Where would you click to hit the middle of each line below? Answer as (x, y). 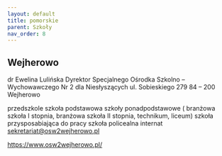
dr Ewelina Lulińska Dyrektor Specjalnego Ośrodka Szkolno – (96, 79)
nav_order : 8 (27, 34)
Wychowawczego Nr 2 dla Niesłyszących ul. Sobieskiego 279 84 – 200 (111, 87)
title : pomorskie (33, 21)
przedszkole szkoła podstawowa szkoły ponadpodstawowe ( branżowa (111, 108)
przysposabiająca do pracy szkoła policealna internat (85, 123)
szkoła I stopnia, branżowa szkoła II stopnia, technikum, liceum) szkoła (111, 116)
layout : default (31, 14)
